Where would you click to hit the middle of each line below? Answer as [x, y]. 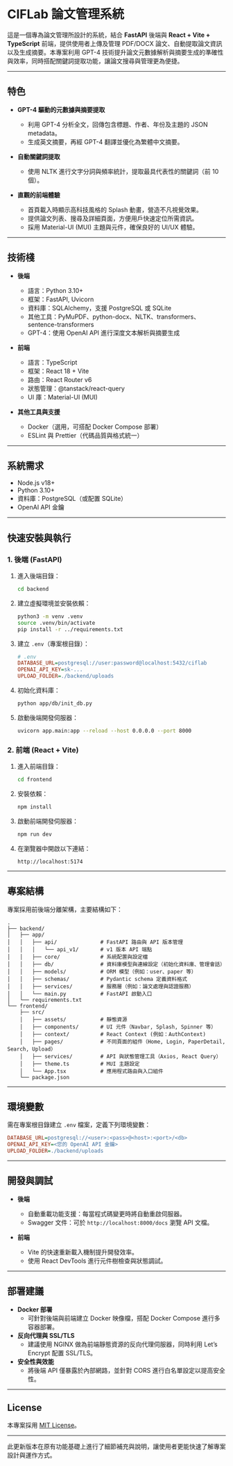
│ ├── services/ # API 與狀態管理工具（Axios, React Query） [121, 1056]
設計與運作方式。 [32, 1456]
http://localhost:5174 [50, 861]
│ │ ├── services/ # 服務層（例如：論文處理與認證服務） [101, 986]
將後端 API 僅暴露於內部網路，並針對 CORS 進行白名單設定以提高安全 [126, 1370]
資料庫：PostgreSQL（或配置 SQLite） [72, 499]
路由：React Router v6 [60, 379]
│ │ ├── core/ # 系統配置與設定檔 [78, 957]
